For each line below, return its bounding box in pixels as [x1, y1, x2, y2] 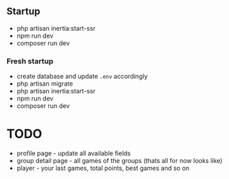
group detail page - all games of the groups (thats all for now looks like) [16, 157, 223, 165]
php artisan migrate [16, 79, 73, 88]
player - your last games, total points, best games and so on [16, 164, 190, 173]
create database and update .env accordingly [16, 72, 148, 81]
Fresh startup [6, 56, 54, 65]
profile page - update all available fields [16, 149, 131, 157]
